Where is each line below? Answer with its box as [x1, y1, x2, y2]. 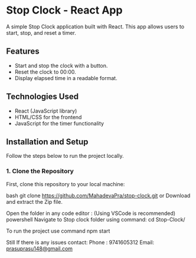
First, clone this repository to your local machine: [6, 180, 125, 187]
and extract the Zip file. [6, 198, 63, 205]
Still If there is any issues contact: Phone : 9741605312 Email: [6, 239, 155, 246]
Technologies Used [6, 92, 79, 102]
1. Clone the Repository [6, 167, 74, 176]
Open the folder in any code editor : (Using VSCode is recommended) [6, 210, 176, 217]
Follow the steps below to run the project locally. [6, 153, 124, 160]
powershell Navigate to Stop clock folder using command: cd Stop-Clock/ [6, 216, 185, 223]
